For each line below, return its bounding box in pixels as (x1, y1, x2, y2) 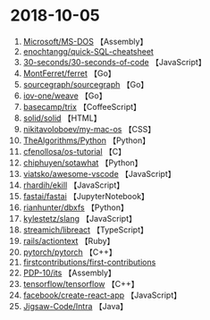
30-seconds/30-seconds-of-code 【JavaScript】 (22, 56, 206, 67)
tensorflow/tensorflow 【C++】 (22, 278, 139, 289)
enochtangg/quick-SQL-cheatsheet (22, 46, 155, 56)
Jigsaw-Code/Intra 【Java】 (22, 300, 129, 311)
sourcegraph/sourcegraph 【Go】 (22, 79, 149, 89)
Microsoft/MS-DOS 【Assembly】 (22, 36, 148, 46)
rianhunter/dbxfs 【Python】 (22, 202, 129, 213)
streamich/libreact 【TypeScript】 (22, 224, 148, 235)
